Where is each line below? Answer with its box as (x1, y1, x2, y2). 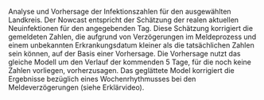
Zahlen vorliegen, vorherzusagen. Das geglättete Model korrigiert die (8, 66, 235, 75)
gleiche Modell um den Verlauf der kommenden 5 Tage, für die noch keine (8, 57, 252, 67)
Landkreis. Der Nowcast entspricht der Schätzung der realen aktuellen (8, 15, 239, 25)
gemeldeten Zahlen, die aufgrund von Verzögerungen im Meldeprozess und (8, 32, 257, 41)
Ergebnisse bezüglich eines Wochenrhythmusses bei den (8, 75, 196, 83)
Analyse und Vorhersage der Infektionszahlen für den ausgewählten (8, 7, 232, 16)
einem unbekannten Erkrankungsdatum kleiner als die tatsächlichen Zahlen (8, 40, 254, 50)
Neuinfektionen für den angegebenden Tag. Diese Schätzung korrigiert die (8, 24, 253, 33)
